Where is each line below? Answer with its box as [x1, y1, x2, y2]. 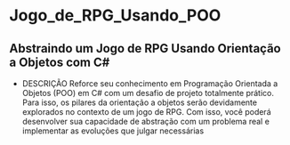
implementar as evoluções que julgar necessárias [21, 125, 205, 136]
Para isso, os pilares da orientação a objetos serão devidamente [21, 97, 258, 108]
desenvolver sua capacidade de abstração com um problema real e [21, 117, 270, 126]
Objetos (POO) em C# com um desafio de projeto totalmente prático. [21, 88, 274, 98]
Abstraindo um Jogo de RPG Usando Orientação [9, 41, 282, 56]
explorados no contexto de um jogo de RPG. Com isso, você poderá [21, 107, 271, 117]
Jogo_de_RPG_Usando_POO [9, 5, 222, 26]
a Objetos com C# [9, 54, 110, 69]
